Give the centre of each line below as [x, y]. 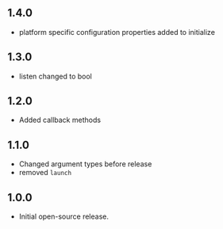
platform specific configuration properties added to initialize [117, 32]
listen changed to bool [55, 76]
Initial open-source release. [63, 216]
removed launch [45, 173]
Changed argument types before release [85, 164]
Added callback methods [60, 120]
